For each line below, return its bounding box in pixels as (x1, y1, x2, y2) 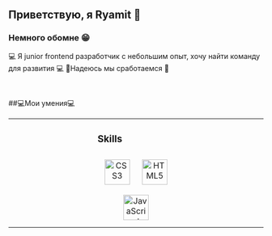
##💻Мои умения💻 (8, 98, 75, 107)
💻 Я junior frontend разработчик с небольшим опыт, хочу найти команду (8, 51, 261, 61)
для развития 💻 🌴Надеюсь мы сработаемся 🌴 (8, 63, 170, 73)
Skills (97, 133, 123, 145)
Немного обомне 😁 (8, 32, 91, 44)
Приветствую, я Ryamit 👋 (8, 8, 142, 22)
